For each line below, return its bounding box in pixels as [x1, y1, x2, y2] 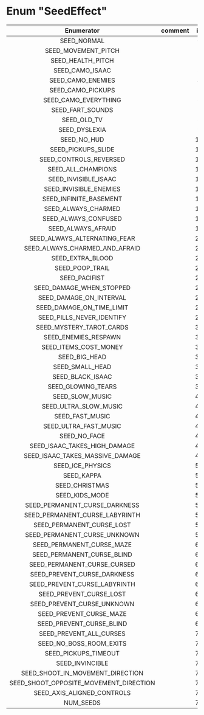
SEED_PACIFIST [59, 274, 105, 282]
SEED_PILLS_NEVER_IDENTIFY [38, 313, 126, 322]
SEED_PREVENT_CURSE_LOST [38, 590, 126, 598]
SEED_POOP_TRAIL [54, 263, 110, 272]
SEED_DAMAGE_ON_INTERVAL [38, 293, 126, 302]
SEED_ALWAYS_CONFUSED [42, 214, 123, 223]
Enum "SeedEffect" [6, 4, 107, 18]
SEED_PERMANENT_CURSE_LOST [33, 520, 132, 529]
